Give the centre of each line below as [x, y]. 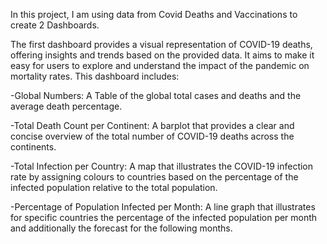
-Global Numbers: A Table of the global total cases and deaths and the [156, 95]
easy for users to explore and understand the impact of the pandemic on [160, 65]
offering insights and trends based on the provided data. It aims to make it [162, 55]
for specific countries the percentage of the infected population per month [164, 217]
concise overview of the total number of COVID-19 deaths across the [152, 136]
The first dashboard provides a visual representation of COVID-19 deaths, [161, 44]
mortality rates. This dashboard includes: [95, 76]
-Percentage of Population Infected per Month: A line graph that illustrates [163, 207]
